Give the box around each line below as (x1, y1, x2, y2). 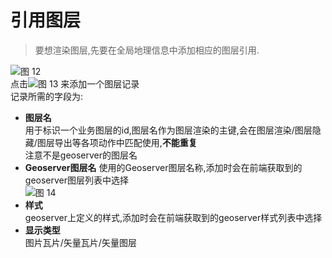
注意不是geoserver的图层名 (24, 149, 138, 161)
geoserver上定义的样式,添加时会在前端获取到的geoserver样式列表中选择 (24, 211, 323, 223)
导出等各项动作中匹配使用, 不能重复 (54, 136, 198, 148)
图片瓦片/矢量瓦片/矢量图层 (24, 236, 137, 248)
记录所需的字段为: (10, 90, 84, 102)
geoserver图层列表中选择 (24, 174, 130, 186)
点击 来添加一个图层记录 (10, 77, 140, 90)
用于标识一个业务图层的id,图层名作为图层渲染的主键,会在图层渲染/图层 (24, 124, 313, 136)
